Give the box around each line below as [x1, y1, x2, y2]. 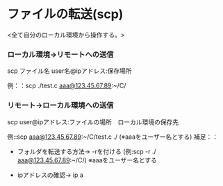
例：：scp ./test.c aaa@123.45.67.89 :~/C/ [7, 81, 126, 90]
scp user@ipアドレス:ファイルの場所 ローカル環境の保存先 [7, 117, 179, 126]
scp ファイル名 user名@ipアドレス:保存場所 [7, 67, 132, 75]
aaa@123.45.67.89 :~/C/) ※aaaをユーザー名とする [17, 155, 158, 164]
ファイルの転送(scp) [7, 6, 124, 22]
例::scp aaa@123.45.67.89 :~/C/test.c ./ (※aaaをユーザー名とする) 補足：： [7, 133, 219, 141]
